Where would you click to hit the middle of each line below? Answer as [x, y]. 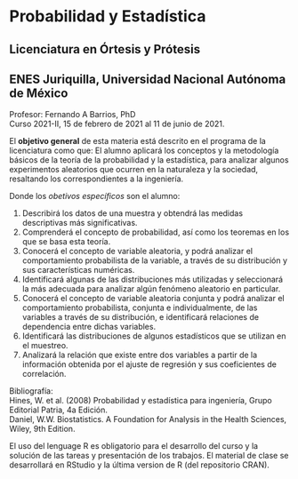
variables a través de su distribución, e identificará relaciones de [141, 317]
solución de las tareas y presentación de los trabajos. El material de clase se [149, 456]
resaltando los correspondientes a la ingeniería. [97, 179]
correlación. [44, 374]
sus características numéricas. [78, 270]
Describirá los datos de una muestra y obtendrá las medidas [132, 213]
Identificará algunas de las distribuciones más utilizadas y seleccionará [152, 279]
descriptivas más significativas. [80, 223]
